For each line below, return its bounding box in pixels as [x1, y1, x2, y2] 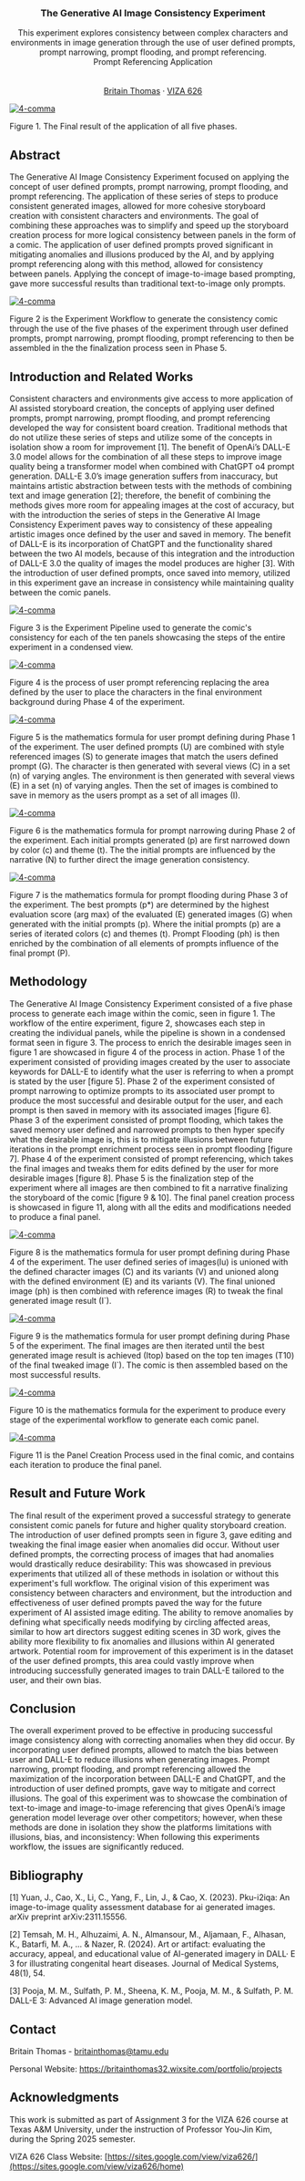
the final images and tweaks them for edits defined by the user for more [9, 1163, 280, 1173]
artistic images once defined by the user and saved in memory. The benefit [9, 528, 291, 540]
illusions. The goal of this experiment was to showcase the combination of [9, 1793, 289, 1804]
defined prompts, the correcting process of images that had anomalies [9, 1548, 275, 1559]
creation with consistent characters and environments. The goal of [9, 211, 259, 222]
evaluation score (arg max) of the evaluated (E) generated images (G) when [9, 908, 293, 919]
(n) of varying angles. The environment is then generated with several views [9, 770, 296, 781]
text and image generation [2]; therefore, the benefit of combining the [9, 490, 271, 501]
